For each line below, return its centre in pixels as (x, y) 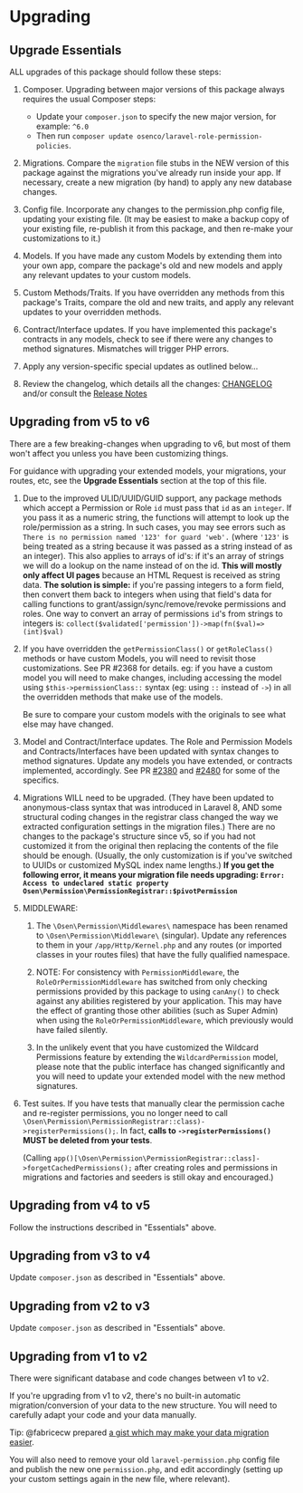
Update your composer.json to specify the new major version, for (156, 116)
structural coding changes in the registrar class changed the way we (150, 816)
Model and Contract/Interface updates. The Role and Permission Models (157, 741)
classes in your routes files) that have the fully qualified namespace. (163, 954)
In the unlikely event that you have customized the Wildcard (147, 1047)
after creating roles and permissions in (206, 1167)
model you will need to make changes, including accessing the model (152, 678)
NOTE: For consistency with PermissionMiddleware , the (137, 972)
